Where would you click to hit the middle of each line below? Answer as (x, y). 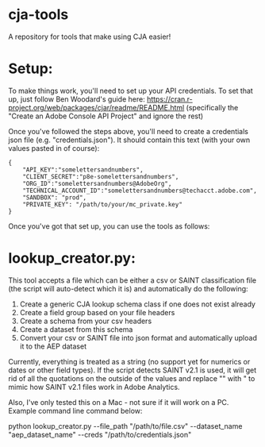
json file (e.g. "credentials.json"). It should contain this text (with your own (129, 140)
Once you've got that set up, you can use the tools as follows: (109, 226)
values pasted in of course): (54, 148)
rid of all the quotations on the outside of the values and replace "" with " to (132, 378)
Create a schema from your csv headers (86, 321)
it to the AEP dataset (53, 346)
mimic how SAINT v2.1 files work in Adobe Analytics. (94, 387)
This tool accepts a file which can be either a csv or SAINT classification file (132, 280)
